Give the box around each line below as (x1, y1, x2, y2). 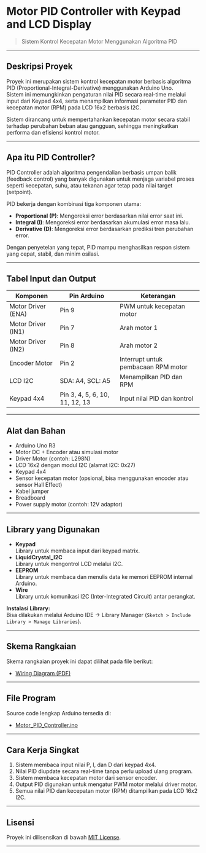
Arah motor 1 (119, 324, 158, 332)
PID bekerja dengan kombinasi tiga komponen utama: (6, 200, 142, 207)
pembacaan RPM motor (119, 363, 188, 371)
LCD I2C (9, 377, 34, 385)
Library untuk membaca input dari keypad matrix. (15, 547, 140, 554)
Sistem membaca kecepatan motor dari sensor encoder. (15, 774, 158, 782)
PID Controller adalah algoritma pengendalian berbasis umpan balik (6, 168, 177, 176)
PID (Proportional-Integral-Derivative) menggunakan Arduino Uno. (6, 84, 174, 92)
